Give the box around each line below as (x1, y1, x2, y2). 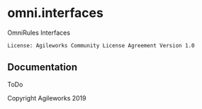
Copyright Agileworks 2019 (7, 93, 86, 102)
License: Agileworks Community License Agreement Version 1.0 (7, 42, 195, 49)
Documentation (7, 62, 78, 74)
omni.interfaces (7, 5, 104, 21)
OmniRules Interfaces (7, 28, 71, 37)
